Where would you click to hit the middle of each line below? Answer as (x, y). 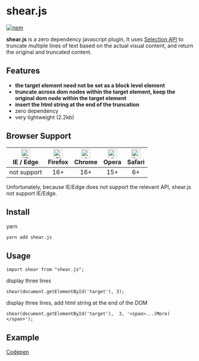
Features (23, 71)
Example (23, 337)
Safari (136, 162)
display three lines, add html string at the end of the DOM (77, 303)
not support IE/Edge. (32, 193)
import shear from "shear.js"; (45, 270)
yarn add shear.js (29, 237)
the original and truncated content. (49, 52)
